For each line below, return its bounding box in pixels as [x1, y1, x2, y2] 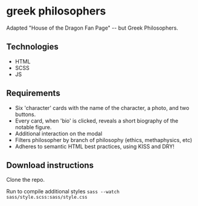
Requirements [6, 88, 60, 98]
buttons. [14, 111, 36, 118]
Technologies [6, 42, 59, 52]
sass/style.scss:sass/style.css [6, 195, 88, 201]
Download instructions [6, 160, 94, 170]
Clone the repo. [6, 176, 45, 184]
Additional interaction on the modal [14, 130, 103, 137]
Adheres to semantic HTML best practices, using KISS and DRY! [14, 143, 175, 150]
